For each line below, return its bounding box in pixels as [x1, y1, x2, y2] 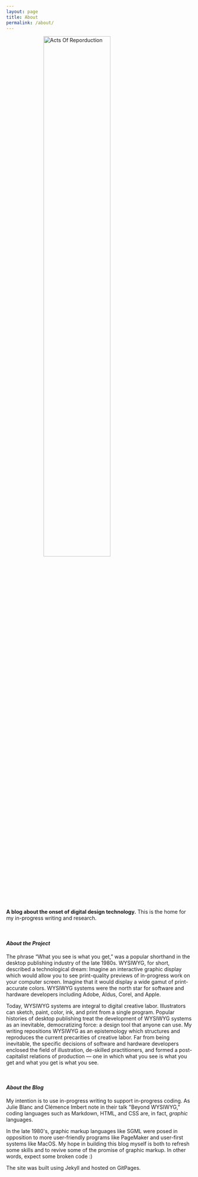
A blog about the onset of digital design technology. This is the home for [6, 908, 186, 916]
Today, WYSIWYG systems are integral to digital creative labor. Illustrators [6, 1002, 186, 1009]
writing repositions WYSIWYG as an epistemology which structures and [6, 1027, 180, 1035]
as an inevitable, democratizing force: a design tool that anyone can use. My [6, 1021, 192, 1028]
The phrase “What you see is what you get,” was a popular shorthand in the [6, 953, 190, 960]
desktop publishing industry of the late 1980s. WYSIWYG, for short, [6, 959, 170, 967]
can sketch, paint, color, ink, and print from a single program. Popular [6, 1009, 175, 1016]
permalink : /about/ [6, 20, 54, 25]
